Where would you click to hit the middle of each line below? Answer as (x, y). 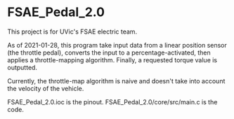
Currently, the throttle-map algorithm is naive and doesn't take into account (116, 80)
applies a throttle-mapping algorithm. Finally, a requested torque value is (112, 59)
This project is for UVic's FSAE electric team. (72, 31)
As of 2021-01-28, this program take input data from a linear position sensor (117, 45)
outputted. (22, 67)
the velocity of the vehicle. (46, 88)
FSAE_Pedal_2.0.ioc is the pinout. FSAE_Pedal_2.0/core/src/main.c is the (112, 101)
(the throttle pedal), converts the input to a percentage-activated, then (109, 52)
